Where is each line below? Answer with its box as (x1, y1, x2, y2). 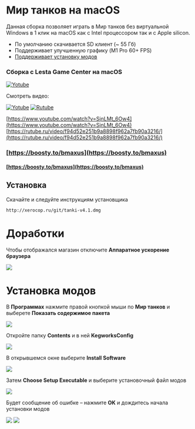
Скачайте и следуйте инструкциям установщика (6, 196, 128, 203)
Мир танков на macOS (6, 4, 120, 17)
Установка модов (6, 284, 96, 297)
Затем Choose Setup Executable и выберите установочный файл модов (6, 377, 187, 384)
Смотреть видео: (6, 92, 49, 100)
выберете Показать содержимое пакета (6, 310, 110, 317)
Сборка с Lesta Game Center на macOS (6, 68, 122, 76)
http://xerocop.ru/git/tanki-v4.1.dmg (6, 207, 101, 213)
